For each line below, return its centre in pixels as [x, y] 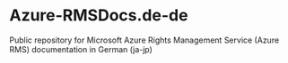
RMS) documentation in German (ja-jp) [81, 49]
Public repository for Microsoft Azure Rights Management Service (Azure [144, 40]
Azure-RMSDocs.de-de [99, 16]
